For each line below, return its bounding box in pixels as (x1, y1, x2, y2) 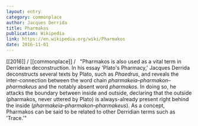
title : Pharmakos (6, 25, 49, 31)
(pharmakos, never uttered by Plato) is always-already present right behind (6, 95, 189, 102)
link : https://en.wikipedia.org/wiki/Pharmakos (6, 36, 126, 42)
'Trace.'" (6, 114, 27, 121)
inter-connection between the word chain (6, 76, 108, 83)
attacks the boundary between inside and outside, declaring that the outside (6, 89, 192, 96)
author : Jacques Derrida (6, 20, 67, 25)
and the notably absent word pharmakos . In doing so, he (38, 83, 176, 90)
